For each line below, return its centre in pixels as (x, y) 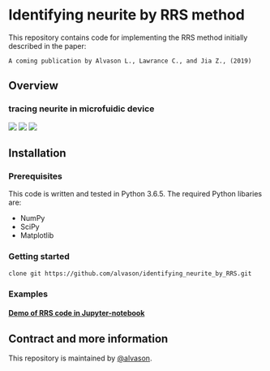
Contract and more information (88, 339)
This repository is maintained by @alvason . (80, 358)
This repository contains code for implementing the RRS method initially (128, 37)
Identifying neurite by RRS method (126, 15)
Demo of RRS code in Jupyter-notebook (77, 313)
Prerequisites (35, 176)
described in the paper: (47, 45)
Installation (37, 153)
